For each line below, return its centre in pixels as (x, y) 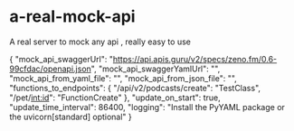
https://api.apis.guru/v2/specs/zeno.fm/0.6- (195, 59)
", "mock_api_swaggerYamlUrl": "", (156, 69)
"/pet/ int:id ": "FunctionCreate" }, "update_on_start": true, (115, 98)
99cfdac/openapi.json (51, 69)
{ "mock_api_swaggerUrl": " (61, 59)
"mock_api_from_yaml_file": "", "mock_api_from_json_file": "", (123, 78)
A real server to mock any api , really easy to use (100, 42)
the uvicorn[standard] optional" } (71, 117)
